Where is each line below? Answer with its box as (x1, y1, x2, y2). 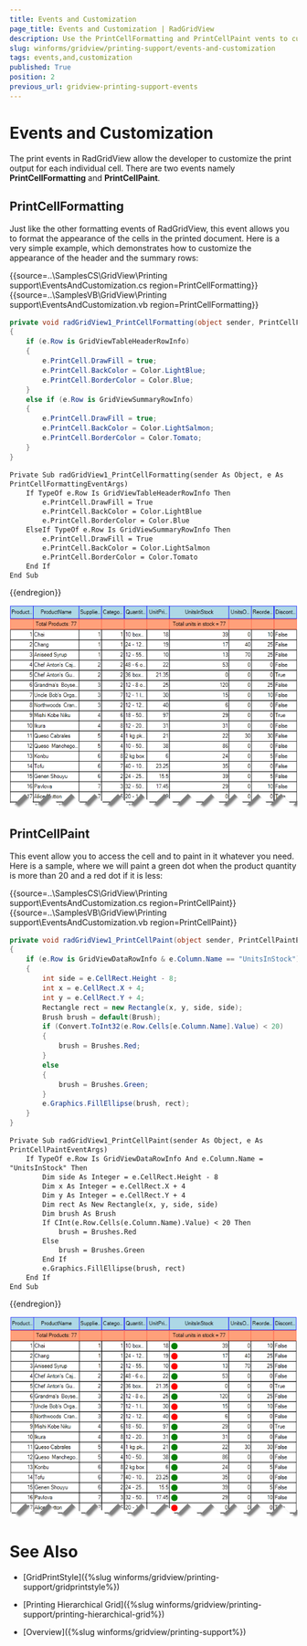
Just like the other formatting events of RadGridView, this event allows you (9, 223, 290, 234)
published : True (9, 63, 71, 72)
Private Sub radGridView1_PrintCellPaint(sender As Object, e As (9, 1136, 263, 1145)
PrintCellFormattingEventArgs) (9, 480, 129, 489)
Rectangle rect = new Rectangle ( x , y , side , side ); (42, 1003, 244, 1012)
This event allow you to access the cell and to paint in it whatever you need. (9, 850, 295, 861)
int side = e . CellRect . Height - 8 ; (42, 974, 178, 984)
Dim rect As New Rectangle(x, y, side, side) (42, 1200, 219, 1209)
